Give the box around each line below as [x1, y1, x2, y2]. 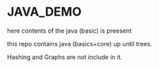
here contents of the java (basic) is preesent [7, 27, 132, 35]
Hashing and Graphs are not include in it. [7, 52, 123, 61]
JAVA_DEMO [7, 4, 82, 20]
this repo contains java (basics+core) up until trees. [7, 39, 153, 48]
